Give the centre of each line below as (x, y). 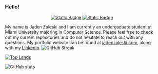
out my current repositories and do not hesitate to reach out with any (74, 37)
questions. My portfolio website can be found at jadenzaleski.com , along (78, 43)
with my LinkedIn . (23, 48)
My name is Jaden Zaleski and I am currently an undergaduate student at (79, 27)
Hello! (12, 7)
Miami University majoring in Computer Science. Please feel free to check (79, 32)
